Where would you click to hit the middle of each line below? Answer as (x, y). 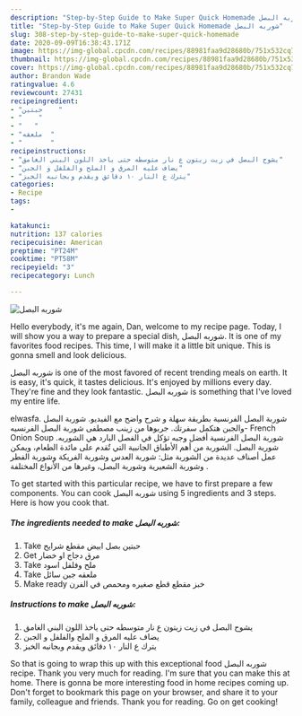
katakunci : (30, 225)
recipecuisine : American (56, 242)
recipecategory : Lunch (52, 276)
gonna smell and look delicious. (69, 354)
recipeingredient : (44, 101)
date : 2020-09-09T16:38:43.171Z (70, 43)
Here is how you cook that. (60, 502)
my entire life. (35, 401)
